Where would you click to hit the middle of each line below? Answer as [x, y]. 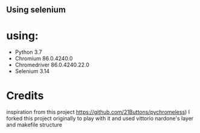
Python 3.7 [28, 52]
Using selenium [36, 10]
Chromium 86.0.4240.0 [44, 59]
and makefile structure [34, 125]
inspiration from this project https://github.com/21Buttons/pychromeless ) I [98, 112]
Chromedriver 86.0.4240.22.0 [52, 65]
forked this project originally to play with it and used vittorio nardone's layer [100, 119]
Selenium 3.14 [32, 71]
